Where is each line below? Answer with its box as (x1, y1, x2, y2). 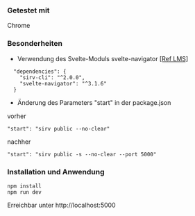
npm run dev (7, 188, 42, 196)
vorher (7, 112, 26, 120)
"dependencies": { (13, 68, 67, 75)
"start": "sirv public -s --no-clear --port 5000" (7, 151, 157, 158)
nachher (7, 138, 31, 146)
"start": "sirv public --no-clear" (7, 125, 110, 132)
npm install (7, 183, 42, 190)
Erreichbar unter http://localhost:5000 (7, 201, 116, 209)
